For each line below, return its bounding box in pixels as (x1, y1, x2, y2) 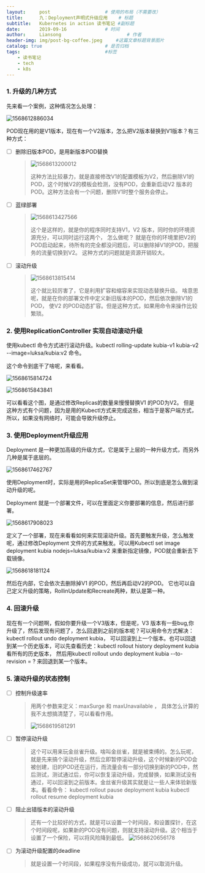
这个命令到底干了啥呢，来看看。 (6, 362, 87, 370)
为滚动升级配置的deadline (15, 847, 81, 855)
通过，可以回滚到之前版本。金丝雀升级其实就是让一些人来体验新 (30, 779, 192, 786)
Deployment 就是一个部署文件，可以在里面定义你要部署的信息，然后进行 (6, 500, 188, 507)
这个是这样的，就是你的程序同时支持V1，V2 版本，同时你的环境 (30, 226, 190, 233)
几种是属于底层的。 (6, 454, 55, 461)
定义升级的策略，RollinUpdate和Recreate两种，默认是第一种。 (11, 587, 168, 594)
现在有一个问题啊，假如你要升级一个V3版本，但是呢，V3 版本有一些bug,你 (6, 619, 195, 626)
